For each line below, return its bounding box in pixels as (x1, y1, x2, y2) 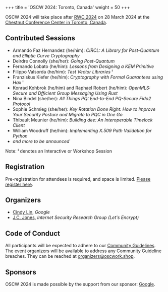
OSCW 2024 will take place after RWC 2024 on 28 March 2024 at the (5, 14, 150, 20)
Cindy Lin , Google (12, 209, 50, 215)
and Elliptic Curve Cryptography (12, 52, 80, 58)
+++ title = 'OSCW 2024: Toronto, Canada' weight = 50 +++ (5, 5, 130, 10)
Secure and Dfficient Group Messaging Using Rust (12, 90, 118, 96)
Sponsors (5, 268, 36, 276)
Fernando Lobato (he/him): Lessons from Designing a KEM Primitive (12, 63, 154, 69)
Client (12, 122, 25, 128)
